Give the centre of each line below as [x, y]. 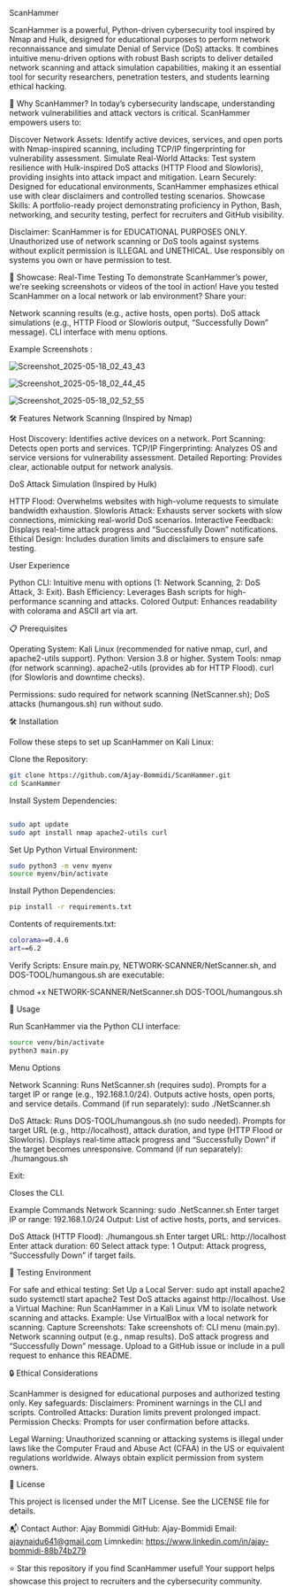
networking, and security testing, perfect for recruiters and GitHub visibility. [147, 215]
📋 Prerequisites [38, 628]
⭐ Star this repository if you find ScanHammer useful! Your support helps [142, 1568]
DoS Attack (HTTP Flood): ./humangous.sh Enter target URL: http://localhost [147, 1236]
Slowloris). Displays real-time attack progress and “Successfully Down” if [143, 1139]
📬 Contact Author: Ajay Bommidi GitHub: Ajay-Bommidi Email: [123, 1528]
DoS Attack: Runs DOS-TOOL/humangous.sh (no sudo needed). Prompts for [147, 1121]
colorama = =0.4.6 [39, 940]
